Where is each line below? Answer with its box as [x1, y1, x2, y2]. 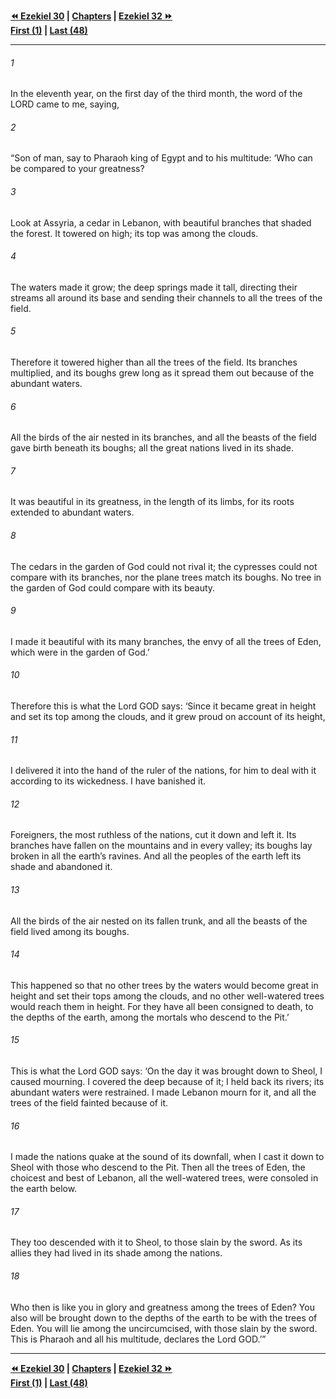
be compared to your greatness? [10, 163, 145, 175]
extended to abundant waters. [10, 506, 135, 519]
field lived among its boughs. [10, 925, 130, 937]
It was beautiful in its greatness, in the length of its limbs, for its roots [10, 496, 295, 508]
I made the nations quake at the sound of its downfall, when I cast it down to [10, 1151, 325, 1163]
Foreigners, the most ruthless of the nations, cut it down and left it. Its [10, 829, 297, 841]
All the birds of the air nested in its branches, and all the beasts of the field [10, 431, 317, 444]
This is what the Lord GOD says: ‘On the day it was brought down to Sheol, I [10, 1065, 323, 1077]
